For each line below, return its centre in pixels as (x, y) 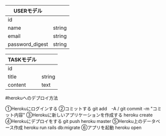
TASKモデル (22, 60)
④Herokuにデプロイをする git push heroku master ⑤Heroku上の (74, 121)
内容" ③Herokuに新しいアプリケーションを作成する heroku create (83, 115)
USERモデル (28, 11)
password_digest (28, 44)
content (17, 85)
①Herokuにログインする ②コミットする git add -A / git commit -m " (79, 109)
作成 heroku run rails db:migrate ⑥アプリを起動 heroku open (78, 127)
